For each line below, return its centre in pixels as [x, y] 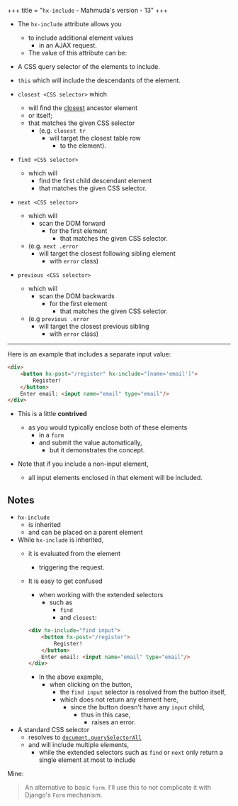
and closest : [78, 618]
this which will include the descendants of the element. [99, 80]
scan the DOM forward [72, 223]
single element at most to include [87, 760]
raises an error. [114, 722]
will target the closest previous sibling [94, 326]
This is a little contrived [52, 414]
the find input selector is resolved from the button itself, [143, 692]
